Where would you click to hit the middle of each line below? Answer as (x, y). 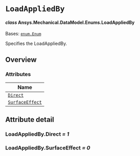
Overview (21, 59)
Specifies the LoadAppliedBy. (36, 44)
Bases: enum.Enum (23, 34)
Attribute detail (30, 120)
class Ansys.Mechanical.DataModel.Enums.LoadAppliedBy (70, 22)
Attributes (18, 74)
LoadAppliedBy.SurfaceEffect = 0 (48, 148)
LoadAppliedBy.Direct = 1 (37, 134)
